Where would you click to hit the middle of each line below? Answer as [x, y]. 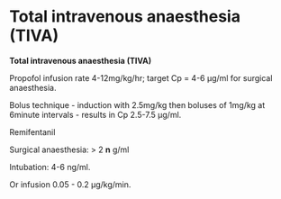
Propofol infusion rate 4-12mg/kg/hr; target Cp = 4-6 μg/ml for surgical [141, 77]
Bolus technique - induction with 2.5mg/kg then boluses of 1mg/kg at [137, 104]
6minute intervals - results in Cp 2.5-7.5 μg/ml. [95, 114]
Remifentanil [32, 131]
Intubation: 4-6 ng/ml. [50, 167]
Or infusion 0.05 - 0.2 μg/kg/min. [70, 184]
